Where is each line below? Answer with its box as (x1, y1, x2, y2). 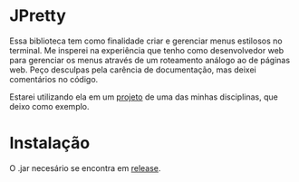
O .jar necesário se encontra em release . (9, 162, 161, 173)
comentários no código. (9, 73, 99, 84)
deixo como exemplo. (9, 101, 90, 111)
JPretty (9, 5, 66, 26)
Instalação (9, 133, 91, 154)
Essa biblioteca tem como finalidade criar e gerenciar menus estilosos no (9, 35, 283, 46)
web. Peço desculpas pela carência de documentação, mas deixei (9, 64, 256, 75)
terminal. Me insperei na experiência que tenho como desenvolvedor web (9, 44, 285, 55)
